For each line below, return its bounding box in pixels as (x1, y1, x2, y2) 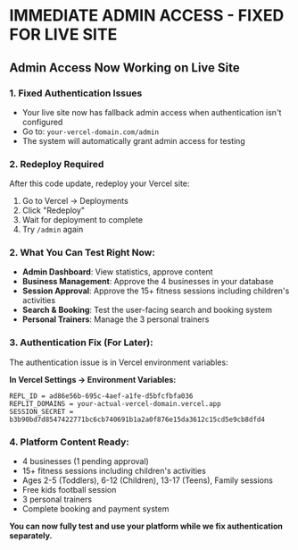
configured (21, 116, 63, 127)
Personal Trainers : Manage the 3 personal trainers (21, 314, 210, 325)
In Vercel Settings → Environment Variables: (9, 374, 177, 385)
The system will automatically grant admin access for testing (21, 135, 245, 146)
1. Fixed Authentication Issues (9, 87, 143, 99)
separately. (9, 530, 53, 541)
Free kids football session (21, 485, 117, 495)
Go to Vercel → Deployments (21, 196, 129, 207)
